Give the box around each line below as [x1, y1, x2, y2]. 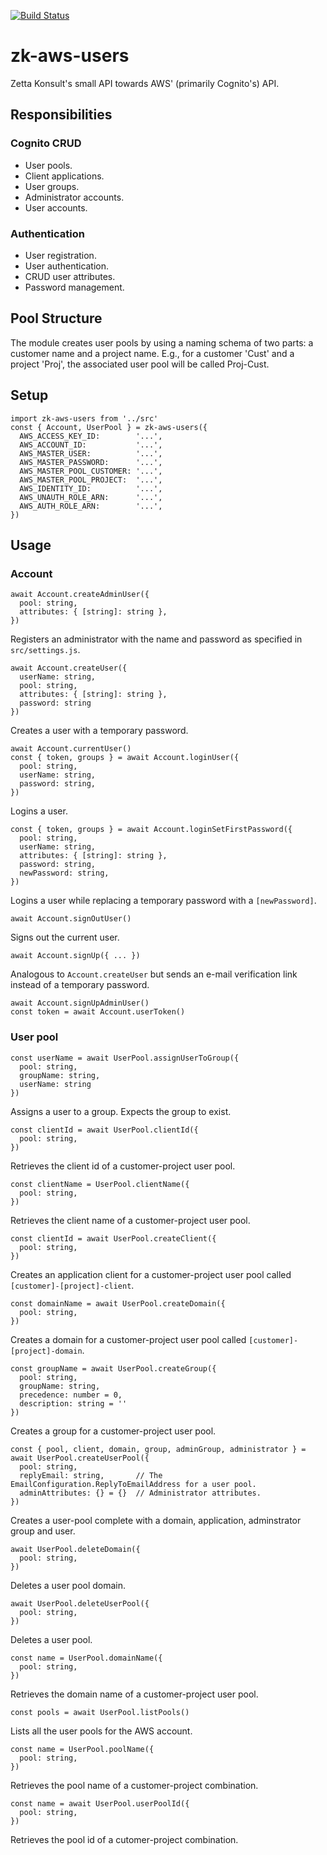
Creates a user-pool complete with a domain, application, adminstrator [10, 1514, 302, 1526]
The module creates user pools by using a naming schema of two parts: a [10, 336, 314, 349]
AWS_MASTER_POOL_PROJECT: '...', [19, 475, 163, 485]
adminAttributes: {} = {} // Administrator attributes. [19, 1488, 262, 1498]
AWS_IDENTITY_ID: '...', [19, 483, 163, 494]
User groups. [24, 180, 80, 192]
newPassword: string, [19, 868, 110, 879]
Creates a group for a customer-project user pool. [10, 1425, 217, 1437]
